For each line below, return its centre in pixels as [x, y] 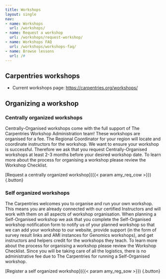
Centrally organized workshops [44, 117]
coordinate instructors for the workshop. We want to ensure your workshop [82, 144]
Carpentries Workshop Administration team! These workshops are [73, 133]
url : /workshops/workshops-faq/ [43, 47]
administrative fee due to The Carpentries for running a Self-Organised [78, 256]
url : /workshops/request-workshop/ [46, 38]
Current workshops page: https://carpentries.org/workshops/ [75, 88]
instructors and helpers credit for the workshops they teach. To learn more [81, 240]
